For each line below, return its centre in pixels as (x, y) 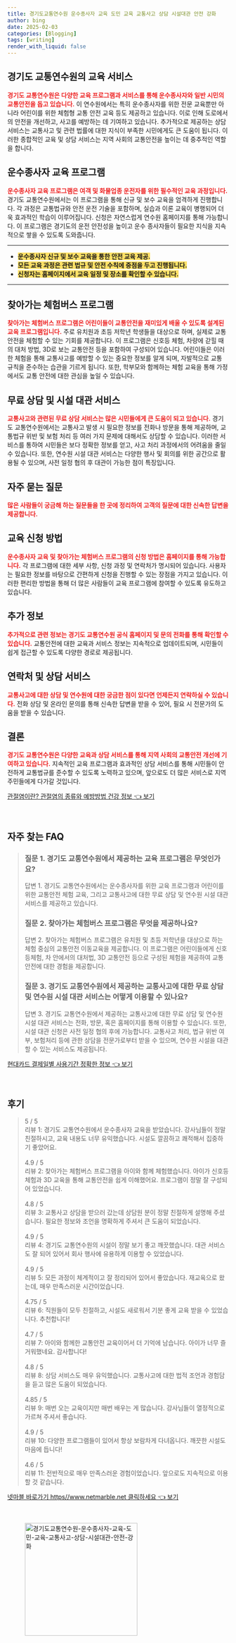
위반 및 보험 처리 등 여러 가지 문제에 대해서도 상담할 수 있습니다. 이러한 (122, 436)
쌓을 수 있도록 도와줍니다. (61, 235)
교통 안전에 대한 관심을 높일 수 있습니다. (80, 376)
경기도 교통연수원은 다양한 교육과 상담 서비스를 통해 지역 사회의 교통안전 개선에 (113, 755)
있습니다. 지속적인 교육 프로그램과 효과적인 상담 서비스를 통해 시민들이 (122, 764)
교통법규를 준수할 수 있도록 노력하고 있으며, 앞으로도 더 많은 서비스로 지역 (126, 773)
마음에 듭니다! (44, 1449)
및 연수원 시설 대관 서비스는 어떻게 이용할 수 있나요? (106, 997)
